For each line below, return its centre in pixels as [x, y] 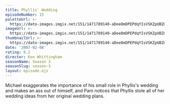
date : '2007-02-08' [26, 47]
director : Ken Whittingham [34, 57]
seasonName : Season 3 [28, 62]
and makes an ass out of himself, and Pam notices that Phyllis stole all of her [85, 91]
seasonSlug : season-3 [28, 66]
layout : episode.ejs [27, 71]
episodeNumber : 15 [25, 15]
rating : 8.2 [18, 52]
